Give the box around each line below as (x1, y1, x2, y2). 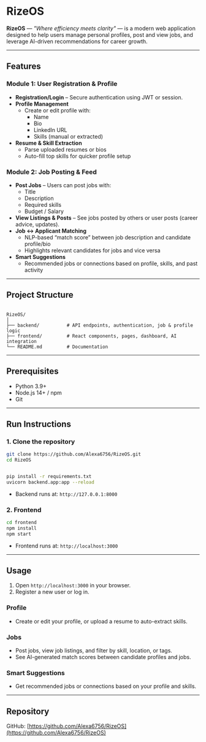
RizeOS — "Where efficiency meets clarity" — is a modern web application (6, 25, 196, 32)
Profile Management (15, 100, 69, 107)
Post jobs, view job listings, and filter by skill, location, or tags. (15, 647, 173, 654)
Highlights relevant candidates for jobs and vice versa (24, 247, 161, 254)
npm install (6, 525, 37, 531)
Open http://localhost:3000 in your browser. (15, 582, 131, 589)
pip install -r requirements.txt (6, 473, 92, 479)
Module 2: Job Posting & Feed (6, 168, 97, 176)
